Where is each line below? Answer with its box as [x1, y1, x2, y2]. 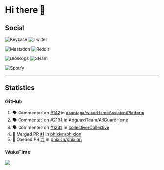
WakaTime [5, 149, 31, 155]
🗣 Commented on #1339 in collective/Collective [12, 124, 110, 130]
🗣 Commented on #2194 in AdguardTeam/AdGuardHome [12, 117, 128, 123]
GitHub [5, 98, 22, 105]
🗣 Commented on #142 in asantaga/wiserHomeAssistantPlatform [12, 110, 144, 115]
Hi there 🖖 [5, 4, 45, 16]
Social [5, 24, 24, 32]
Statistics [5, 84, 35, 92]
